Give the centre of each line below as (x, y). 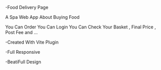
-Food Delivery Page (27, 7)
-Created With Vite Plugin (32, 42)
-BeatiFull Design (23, 62)
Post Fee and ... (22, 32)
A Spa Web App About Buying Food (42, 17)
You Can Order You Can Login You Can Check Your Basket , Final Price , (81, 27)
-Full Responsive (23, 52)
